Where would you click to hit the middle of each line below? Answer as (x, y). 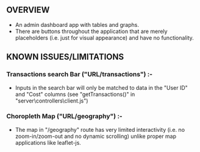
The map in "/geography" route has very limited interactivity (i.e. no (100, 129)
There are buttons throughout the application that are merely (91, 31)
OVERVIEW (28, 10)
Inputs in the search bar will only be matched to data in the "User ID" (101, 87)
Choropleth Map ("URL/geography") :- (65, 117)
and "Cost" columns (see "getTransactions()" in (75, 94)
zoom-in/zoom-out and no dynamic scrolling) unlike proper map (96, 136)
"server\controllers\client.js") (52, 101)
